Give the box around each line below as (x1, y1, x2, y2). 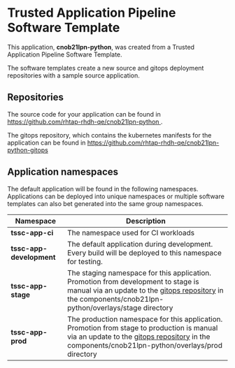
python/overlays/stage (67, 302, 142, 312)
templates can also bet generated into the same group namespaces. (7, 199, 204, 207)
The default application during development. (67, 239, 213, 249)
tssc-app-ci (10, 228, 54, 237)
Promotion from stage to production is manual (67, 323, 218, 332)
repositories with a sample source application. (7, 71, 140, 80)
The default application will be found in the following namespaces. (7, 184, 199, 193)
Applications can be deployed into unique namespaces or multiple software (7, 192, 225, 200)
